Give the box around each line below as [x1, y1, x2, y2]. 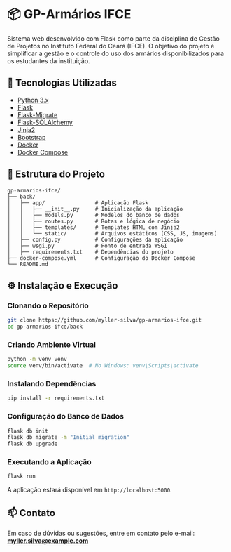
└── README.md [7, 261, 49, 268]
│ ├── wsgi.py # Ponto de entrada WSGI [7, 242, 168, 249]
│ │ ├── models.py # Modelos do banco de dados [7, 211, 180, 218]
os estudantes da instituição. [7, 56, 90, 65]
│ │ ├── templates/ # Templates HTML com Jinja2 [7, 223, 180, 231]
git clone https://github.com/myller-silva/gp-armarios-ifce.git [7, 317, 202, 324]
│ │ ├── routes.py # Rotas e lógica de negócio [7, 218, 180, 225]
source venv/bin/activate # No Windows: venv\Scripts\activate [7, 362, 199, 369]
